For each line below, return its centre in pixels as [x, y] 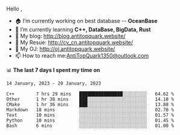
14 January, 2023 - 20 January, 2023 [54, 84]
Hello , [14, 9]
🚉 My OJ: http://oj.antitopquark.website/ [65, 49]
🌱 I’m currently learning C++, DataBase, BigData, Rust [83, 29]
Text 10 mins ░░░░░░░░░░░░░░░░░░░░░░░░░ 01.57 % [90, 115]
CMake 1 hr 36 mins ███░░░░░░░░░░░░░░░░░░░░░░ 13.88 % [90, 105]
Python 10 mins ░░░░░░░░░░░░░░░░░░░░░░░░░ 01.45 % [90, 120]
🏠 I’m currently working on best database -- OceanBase [86, 21]
